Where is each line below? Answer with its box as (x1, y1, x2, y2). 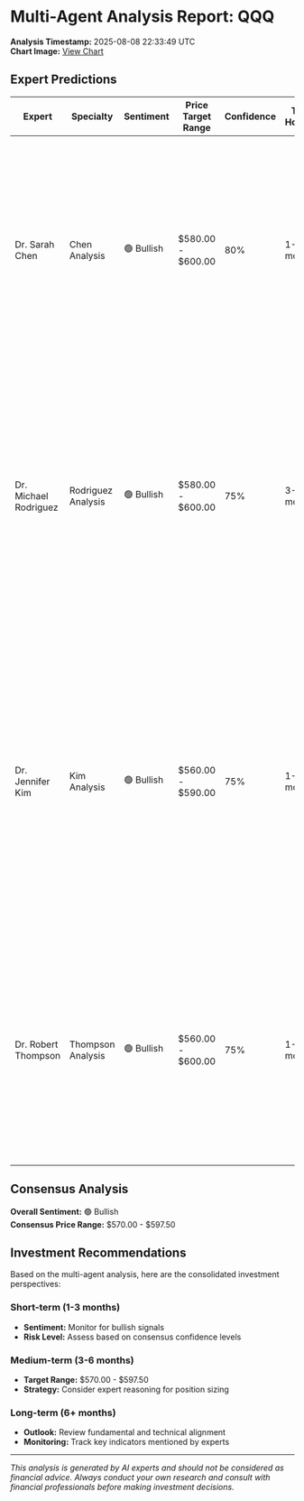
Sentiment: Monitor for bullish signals (23, 1321, 165, 1332)
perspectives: (10, 1279, 61, 1290)
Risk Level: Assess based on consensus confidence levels (23, 1331, 242, 1342)
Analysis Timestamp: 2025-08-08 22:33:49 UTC (10, 36, 196, 47)
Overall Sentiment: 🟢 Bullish (10, 1206, 119, 1217)
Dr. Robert (14, 1038, 59, 1051)
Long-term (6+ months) (10, 1406, 116, 1419)
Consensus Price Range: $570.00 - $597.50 (10, 1218, 176, 1229)
